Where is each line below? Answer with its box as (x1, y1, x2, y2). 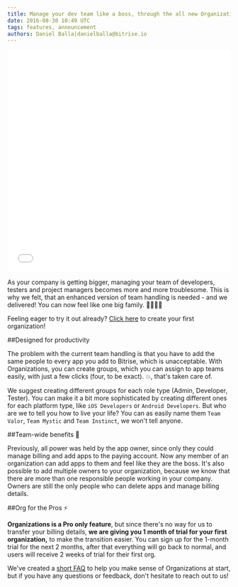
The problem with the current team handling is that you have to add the (7, 350, 215, 358)
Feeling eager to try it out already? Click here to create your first (7, 314, 195, 323)
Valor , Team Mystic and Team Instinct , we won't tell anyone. (7, 416, 183, 425)
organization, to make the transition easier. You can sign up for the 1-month (7, 535, 229, 544)
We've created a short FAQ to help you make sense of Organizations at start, (7, 564, 231, 573)
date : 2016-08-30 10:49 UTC (7, 17, 91, 24)
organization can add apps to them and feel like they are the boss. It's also (7, 459, 225, 468)
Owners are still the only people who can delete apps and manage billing (7, 482, 220, 490)
